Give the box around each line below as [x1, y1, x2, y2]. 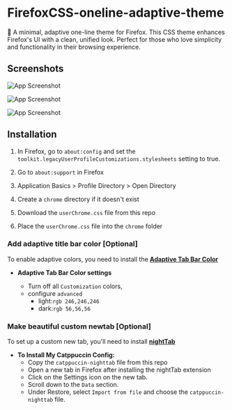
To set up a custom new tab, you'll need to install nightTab [7, 338, 176, 346]
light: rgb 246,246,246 [38, 297, 100, 305]
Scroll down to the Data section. [27, 381, 119, 389]
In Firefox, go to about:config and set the [17, 147, 136, 155]
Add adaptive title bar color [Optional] [7, 239, 138, 249]
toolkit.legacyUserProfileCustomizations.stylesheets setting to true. [17, 155, 221, 163]
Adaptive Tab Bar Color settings [17, 268, 112, 276]
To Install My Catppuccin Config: [17, 351, 115, 359]
